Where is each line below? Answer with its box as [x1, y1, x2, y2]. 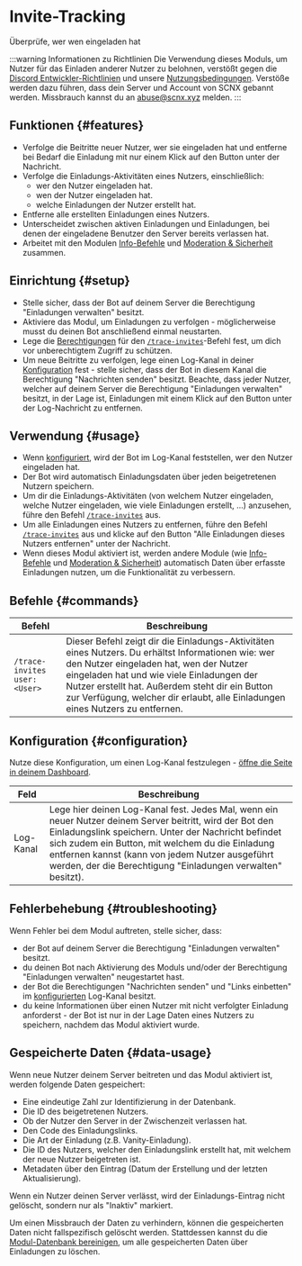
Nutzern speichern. [22, 481, 94, 492]
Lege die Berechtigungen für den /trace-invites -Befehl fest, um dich [22, 335, 281, 346]
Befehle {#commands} [9, 592, 139, 609]
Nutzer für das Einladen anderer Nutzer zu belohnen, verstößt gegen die [9, 63, 278, 74]
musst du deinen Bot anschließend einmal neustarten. [22, 326, 222, 337]
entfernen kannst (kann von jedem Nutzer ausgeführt [49, 848, 274, 861]
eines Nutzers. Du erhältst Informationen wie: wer [66, 647, 276, 659]
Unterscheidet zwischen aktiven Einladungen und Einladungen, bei [22, 218, 270, 229]
